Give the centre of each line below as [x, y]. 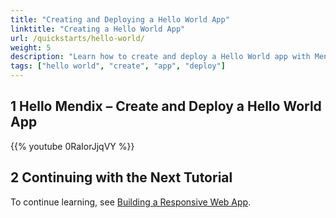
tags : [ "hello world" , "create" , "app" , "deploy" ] [118, 66]
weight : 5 [31, 47]
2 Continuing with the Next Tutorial [121, 177]
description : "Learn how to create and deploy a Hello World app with [160, 57]
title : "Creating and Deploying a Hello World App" [120, 19]
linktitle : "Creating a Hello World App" [98, 29]
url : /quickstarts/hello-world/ [77, 38]
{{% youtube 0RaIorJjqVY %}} [72, 146]
